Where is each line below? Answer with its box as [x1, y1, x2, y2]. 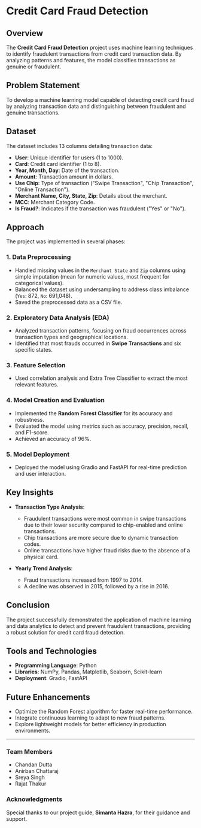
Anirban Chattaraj [14, 767, 59, 775]
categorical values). [14, 279, 64, 286]
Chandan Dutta [14, 761, 53, 768]
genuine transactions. [6, 109, 60, 116]
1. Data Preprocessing [6, 253, 71, 261]
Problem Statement [6, 80, 80, 90]
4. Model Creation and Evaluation [6, 396, 105, 404]
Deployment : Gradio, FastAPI [14, 675, 88, 682]
